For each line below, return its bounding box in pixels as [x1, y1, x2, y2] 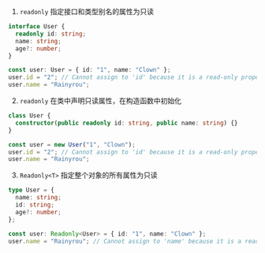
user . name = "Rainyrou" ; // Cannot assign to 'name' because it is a [8, 237, 242, 245]
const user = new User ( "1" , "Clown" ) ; [8, 140, 136, 148]
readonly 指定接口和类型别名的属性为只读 [19, 7, 155, 16]
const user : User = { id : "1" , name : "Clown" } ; [8, 66, 171, 74]
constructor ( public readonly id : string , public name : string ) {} [15, 119, 238, 127]
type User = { [8, 186, 55, 195]
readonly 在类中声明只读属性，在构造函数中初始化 [19, 96, 182, 105]
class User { [8, 112, 51, 120]
